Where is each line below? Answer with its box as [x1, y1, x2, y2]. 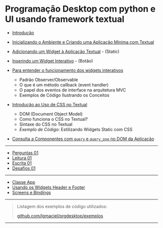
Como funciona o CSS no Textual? [19, 116, 88, 122]
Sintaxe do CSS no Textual [19, 121, 73, 127]
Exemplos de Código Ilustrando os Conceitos [19, 92, 110, 98]
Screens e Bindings [12, 189, 51, 195]
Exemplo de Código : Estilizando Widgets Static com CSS [19, 126, 132, 132]
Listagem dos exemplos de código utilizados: [16, 203, 108, 209]
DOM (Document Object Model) [19, 111, 83, 117]
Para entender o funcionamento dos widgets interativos [12, 67, 124, 73]
